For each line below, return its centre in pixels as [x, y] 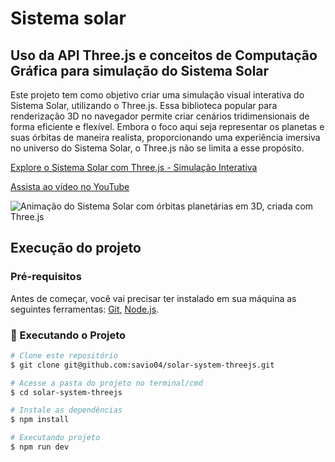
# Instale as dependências [66, 410]
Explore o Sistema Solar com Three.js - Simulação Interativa [134, 167]
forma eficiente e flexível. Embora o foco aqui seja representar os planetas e [167, 126]
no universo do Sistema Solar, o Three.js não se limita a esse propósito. [157, 148]
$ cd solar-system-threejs [66, 392]
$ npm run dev [40, 447]
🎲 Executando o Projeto [68, 335]
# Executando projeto [55, 438]
